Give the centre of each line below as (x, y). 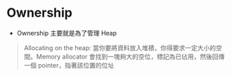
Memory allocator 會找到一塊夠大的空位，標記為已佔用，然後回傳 (130, 56)
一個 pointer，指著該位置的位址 (69, 65)
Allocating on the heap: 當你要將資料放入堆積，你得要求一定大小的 (120, 47)
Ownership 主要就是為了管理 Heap (67, 33)
